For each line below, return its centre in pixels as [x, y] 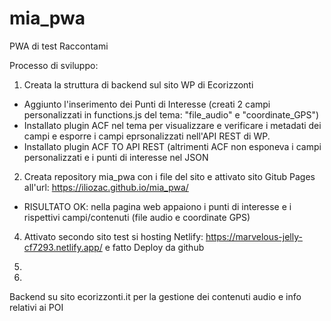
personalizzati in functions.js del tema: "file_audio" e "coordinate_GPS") [171, 114]
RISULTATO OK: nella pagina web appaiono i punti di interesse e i [157, 206]
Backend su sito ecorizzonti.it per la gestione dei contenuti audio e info [155, 296]
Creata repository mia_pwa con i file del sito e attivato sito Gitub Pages [169, 176]
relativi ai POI [36, 307]
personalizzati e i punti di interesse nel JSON [116, 157]
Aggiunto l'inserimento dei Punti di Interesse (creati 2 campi [147, 104]
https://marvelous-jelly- [254, 236]
